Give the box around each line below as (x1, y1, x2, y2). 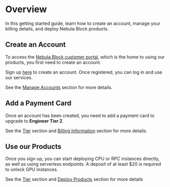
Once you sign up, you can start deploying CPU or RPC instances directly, (5, 156, 160, 162)
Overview (5, 4, 47, 15)
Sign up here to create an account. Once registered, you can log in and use (5, 69, 162, 75)
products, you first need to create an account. (5, 59, 101, 65)
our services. (5, 74, 33, 81)
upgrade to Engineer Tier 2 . (5, 118, 64, 124)
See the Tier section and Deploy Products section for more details (5, 176, 143, 182)
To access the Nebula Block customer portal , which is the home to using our (5, 54, 165, 60)
